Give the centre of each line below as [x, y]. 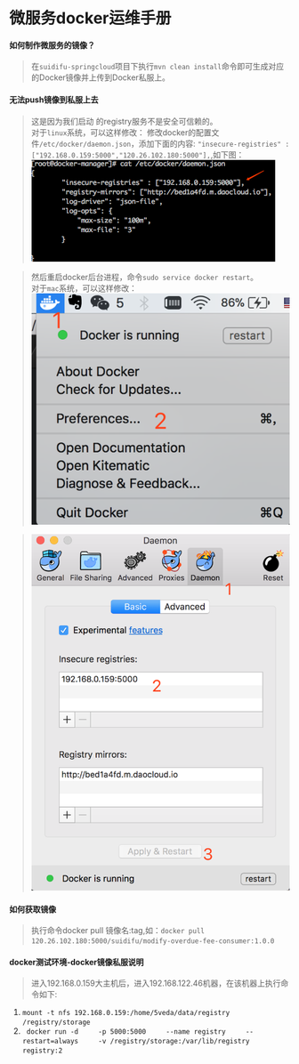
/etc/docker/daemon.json [85, 144]
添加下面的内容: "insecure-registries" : [214, 143]
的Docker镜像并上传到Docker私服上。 [101, 77]
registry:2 [42, 1051]
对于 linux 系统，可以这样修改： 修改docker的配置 [121, 132]
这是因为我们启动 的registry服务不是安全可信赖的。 [124, 121]
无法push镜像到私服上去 [54, 100]
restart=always [50, 1042]
